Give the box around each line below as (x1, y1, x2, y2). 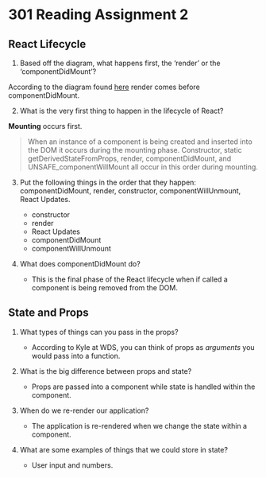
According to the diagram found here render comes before (8, 82, 200, 91)
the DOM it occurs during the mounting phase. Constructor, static (27, 146, 242, 154)
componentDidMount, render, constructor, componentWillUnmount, (19, 186, 241, 196)
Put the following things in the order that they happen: (19, 177, 197, 187)
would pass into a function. (31, 351, 121, 360)
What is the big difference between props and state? (19, 366, 192, 375)
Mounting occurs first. (8, 122, 83, 130)
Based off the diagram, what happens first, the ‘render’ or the (19, 58, 221, 68)
